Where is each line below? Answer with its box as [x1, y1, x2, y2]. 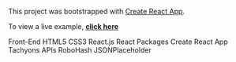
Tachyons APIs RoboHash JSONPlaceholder [8, 46, 152, 54]
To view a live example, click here [8, 22, 119, 31]
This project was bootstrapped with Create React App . [8, 7, 185, 16]
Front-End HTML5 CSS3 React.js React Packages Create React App [8, 37, 228, 46]
